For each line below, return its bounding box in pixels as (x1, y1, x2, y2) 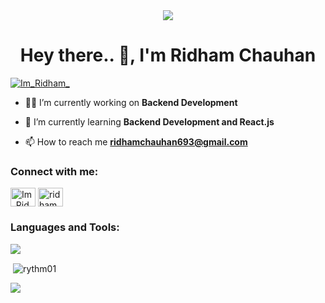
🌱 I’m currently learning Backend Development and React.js (24, 115, 275, 128)
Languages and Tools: (10, 220, 120, 234)
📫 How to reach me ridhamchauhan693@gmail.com (24, 135, 248, 148)
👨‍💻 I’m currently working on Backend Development (24, 96, 238, 108)
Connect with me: (10, 164, 99, 178)
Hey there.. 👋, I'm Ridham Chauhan (19, 44, 317, 67)
